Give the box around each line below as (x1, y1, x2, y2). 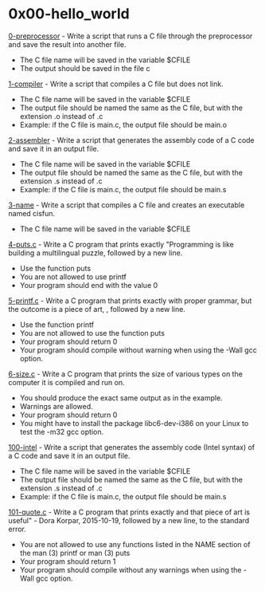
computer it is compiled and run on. (8, 377, 125, 387)
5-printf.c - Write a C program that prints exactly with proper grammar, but (8, 296, 252, 305)
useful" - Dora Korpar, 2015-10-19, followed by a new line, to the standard (8, 515, 250, 525)
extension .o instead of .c (19, 111, 103, 120)
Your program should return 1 (19, 556, 116, 566)
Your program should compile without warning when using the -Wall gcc (19, 345, 257, 355)
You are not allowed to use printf (19, 272, 127, 282)
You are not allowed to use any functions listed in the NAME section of (19, 539, 251, 549)
